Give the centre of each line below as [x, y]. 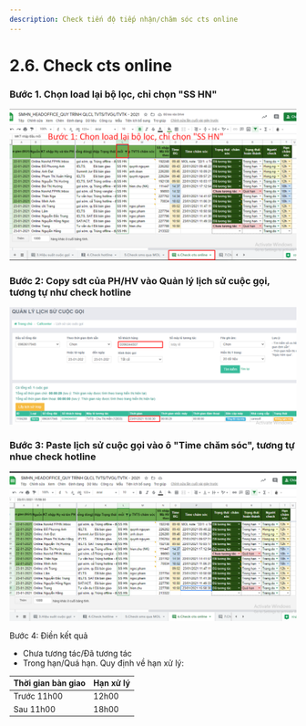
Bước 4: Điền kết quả [49, 636]
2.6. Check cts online [91, 65]
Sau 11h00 [35, 709]
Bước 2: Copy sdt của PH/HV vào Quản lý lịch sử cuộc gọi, [140, 280]
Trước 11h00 [38, 696]
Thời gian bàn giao [50, 683]
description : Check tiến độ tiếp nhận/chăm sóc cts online [124, 19]
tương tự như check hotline [71, 292]
